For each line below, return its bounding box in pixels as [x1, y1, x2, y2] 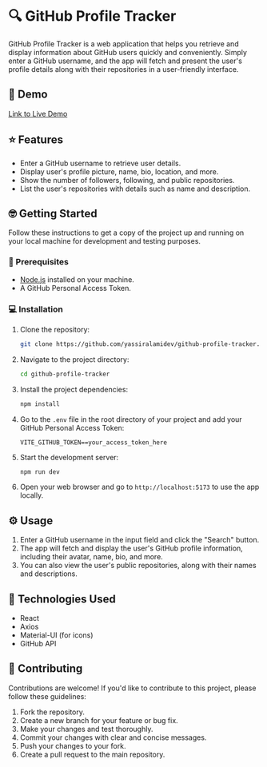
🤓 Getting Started [8, 206, 98, 221]
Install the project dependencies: [19, 384, 129, 394]
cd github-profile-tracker [19, 370, 110, 378]
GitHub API [19, 639, 57, 649]
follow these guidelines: [8, 691, 86, 701]
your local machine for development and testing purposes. [8, 236, 201, 246]
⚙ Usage [8, 514, 54, 527]
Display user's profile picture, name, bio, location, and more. [19, 166, 219, 177]
